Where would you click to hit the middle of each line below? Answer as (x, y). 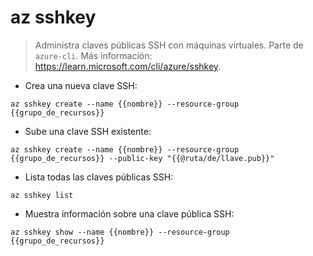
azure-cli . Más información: (93, 55)
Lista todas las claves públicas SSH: (99, 177)
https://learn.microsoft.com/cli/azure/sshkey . (128, 66)
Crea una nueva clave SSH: (81, 85)
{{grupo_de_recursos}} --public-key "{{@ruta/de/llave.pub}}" (142, 158)
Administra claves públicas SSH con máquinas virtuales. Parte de (169, 45)
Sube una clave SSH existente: (88, 131)
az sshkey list (42, 195)
